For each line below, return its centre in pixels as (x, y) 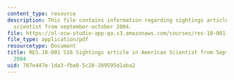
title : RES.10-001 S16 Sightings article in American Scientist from (110, 53)
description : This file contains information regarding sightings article (118, 20)
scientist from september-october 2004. (73, 26)
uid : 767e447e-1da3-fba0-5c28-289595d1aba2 (71, 65)
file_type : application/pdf (48, 40)
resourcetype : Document (42, 46)
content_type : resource (42, 14)
